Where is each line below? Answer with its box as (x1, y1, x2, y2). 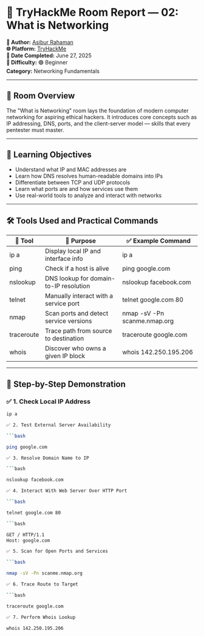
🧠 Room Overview (6, 91, 75, 101)
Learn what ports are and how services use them (15, 185, 138, 192)
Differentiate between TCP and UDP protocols (15, 179, 131, 186)
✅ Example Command (126, 237, 191, 245)
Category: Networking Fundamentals (6, 67, 100, 75)
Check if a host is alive (44, 264, 109, 273)
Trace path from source (44, 327, 112, 335)
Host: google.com (6, 537, 50, 544)
